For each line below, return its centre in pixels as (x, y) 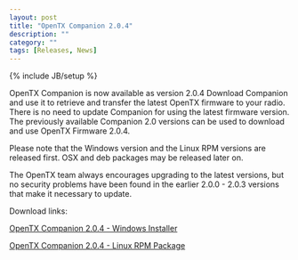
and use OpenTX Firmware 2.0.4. (70, 131)
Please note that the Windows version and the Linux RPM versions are (138, 149)
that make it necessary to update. (70, 194)
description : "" (39, 34)
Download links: (39, 211)
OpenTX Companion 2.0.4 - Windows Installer (93, 229)
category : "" (33, 42)
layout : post (33, 17)
